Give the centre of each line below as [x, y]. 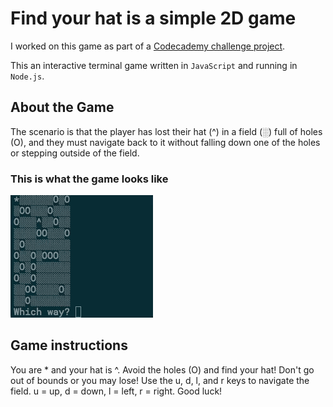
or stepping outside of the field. [75, 153]
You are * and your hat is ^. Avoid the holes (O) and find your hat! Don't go [162, 369]
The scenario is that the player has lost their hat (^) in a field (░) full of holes [166, 131]
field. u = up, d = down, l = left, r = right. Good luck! [116, 391]
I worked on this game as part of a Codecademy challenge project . [148, 46]
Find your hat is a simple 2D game [153, 18]
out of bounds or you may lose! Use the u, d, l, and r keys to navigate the [160, 380]
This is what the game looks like [89, 179]
